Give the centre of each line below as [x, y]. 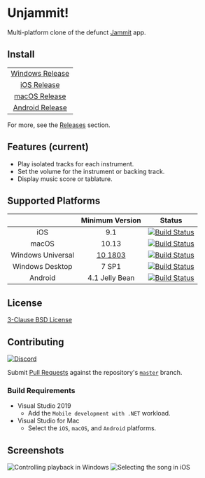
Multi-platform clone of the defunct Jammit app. [77, 32]
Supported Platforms [54, 200]
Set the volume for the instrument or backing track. [91, 171]
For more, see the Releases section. [59, 125]
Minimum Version [111, 220]
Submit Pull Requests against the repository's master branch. [95, 372]
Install [21, 54]
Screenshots [36, 450]
